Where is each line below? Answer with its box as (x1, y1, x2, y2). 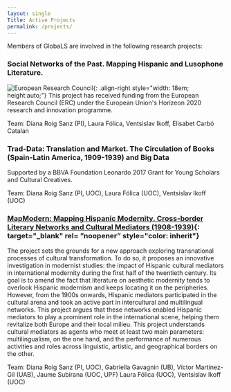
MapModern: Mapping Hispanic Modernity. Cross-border (7, 213, 204, 223)
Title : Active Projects (7, 17, 76, 24)
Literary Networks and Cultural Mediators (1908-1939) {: (7, 222, 200, 232)
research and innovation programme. (7, 105, 113, 114)
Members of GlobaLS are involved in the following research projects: (7, 42, 203, 51)
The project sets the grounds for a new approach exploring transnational (7, 247, 214, 255)
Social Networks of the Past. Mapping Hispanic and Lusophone (7, 60, 223, 69)
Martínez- (195, 363, 223, 371)
